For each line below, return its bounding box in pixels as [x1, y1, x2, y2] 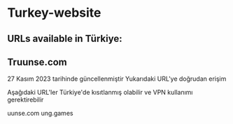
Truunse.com [7, 56, 68, 68]
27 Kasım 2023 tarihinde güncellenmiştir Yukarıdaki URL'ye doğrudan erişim [7, 75, 227, 83]
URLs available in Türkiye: [7, 33, 122, 45]
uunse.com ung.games [7, 109, 73, 118]
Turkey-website [7, 5, 101, 21]
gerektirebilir [7, 95, 44, 104]
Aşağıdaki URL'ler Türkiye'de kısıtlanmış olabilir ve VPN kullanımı [7, 88, 193, 97]
